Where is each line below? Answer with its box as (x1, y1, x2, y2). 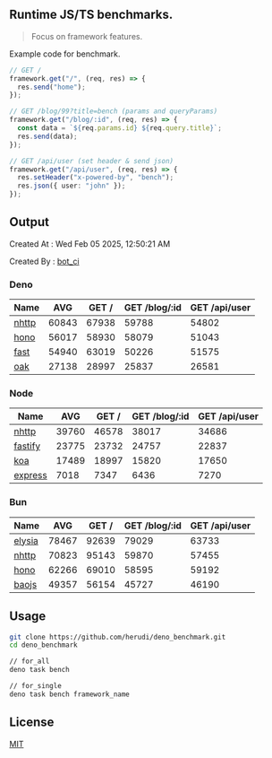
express (13, 469, 47, 482)
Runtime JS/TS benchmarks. (9, 7, 174, 22)
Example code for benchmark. (9, 48, 121, 59)
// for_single (9, 682, 63, 691)
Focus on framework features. (30, 30, 143, 41)
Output (9, 214, 49, 230)
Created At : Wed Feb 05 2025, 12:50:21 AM (9, 238, 171, 249)
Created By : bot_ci (9, 256, 80, 266)
